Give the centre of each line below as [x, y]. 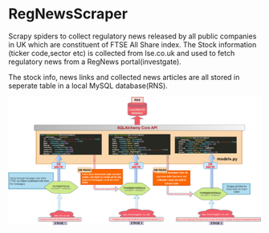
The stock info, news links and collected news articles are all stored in [124, 77]
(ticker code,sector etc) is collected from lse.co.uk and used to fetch [122, 53]
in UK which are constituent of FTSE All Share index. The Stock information [132, 44]
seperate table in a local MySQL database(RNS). [88, 86]
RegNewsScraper [68, 14]
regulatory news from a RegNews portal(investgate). [95, 62]
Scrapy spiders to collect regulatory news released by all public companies [132, 36]
